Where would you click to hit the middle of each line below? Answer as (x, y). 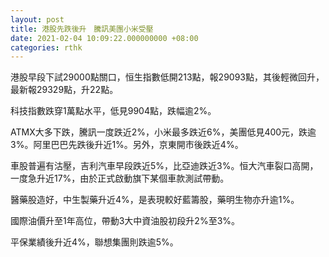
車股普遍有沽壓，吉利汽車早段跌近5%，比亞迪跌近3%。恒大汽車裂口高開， (164, 166)
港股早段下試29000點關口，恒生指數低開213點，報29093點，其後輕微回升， (167, 77)
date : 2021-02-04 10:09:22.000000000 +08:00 (104, 38)
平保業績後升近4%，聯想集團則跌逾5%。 (94, 242)
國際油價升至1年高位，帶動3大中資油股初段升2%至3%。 (125, 221)
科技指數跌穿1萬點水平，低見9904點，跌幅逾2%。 (113, 111)
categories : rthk (46, 47)
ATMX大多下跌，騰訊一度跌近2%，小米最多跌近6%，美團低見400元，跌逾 (163, 132)
